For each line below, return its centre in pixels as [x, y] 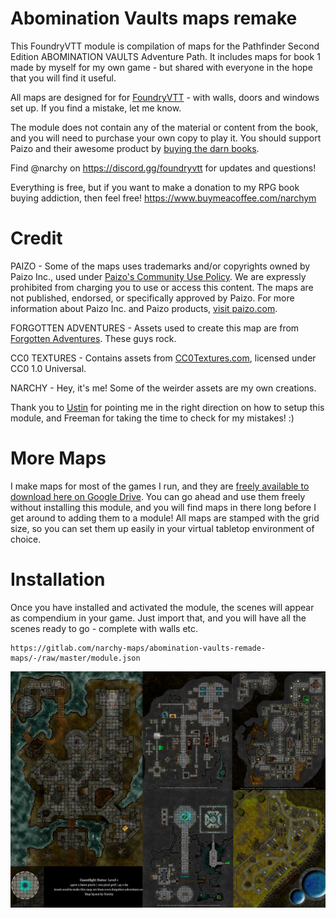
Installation [58, 579]
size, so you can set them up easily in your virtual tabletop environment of [162, 528]
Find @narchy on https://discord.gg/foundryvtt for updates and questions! [163, 168]
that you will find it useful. [63, 78]
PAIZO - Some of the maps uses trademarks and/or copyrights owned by [160, 266]
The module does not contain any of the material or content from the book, [164, 127]
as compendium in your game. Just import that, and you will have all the [158, 618]
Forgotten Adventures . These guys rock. [93, 338]
